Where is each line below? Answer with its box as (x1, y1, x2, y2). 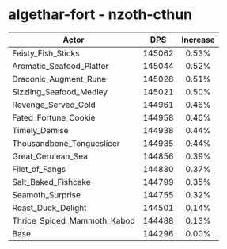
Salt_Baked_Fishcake (12, 176, 91, 187)
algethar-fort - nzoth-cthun (8, 6, 192, 24)
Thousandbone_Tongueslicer (12, 137, 120, 148)
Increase (181, 34, 215, 45)
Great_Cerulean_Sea (12, 151, 89, 162)
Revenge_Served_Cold (12, 99, 96, 110)
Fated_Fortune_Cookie (12, 112, 96, 123)
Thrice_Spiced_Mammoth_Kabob (12, 215, 136, 226)
